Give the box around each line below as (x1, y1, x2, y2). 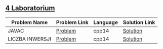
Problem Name (11, 18, 48, 25)
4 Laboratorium (5, 4, 55, 12)
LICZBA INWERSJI (8, 35, 52, 42)
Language (93, 18, 118, 25)
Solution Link (123, 18, 155, 25)
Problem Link (56, 18, 89, 25)
